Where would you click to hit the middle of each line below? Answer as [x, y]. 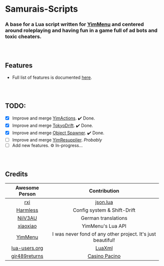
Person [27, 194]
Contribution [104, 191]
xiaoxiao [27, 226]
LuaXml [104, 248]
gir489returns [27, 256]
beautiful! [104, 240]
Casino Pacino [104, 256]
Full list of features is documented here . [52, 77]
